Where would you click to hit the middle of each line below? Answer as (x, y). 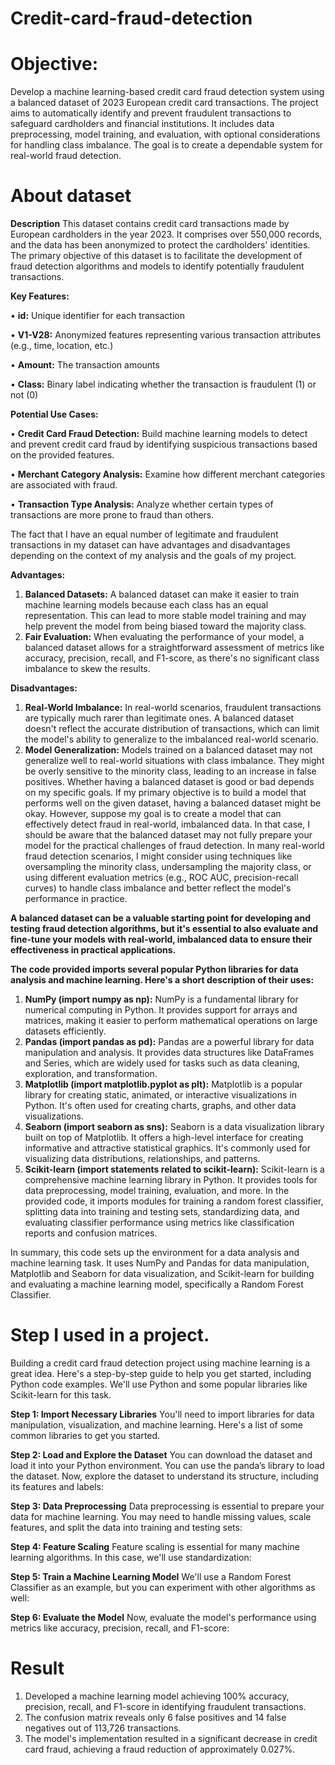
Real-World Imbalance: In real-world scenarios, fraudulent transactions (173, 708)
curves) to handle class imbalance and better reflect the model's (158, 888)
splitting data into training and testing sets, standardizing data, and (162, 1212)
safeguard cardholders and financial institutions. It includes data (142, 124)
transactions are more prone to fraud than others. (112, 515)
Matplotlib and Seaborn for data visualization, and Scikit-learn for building (162, 1274)
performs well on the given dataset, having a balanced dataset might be (173, 803)
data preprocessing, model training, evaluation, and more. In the (157, 1191)
